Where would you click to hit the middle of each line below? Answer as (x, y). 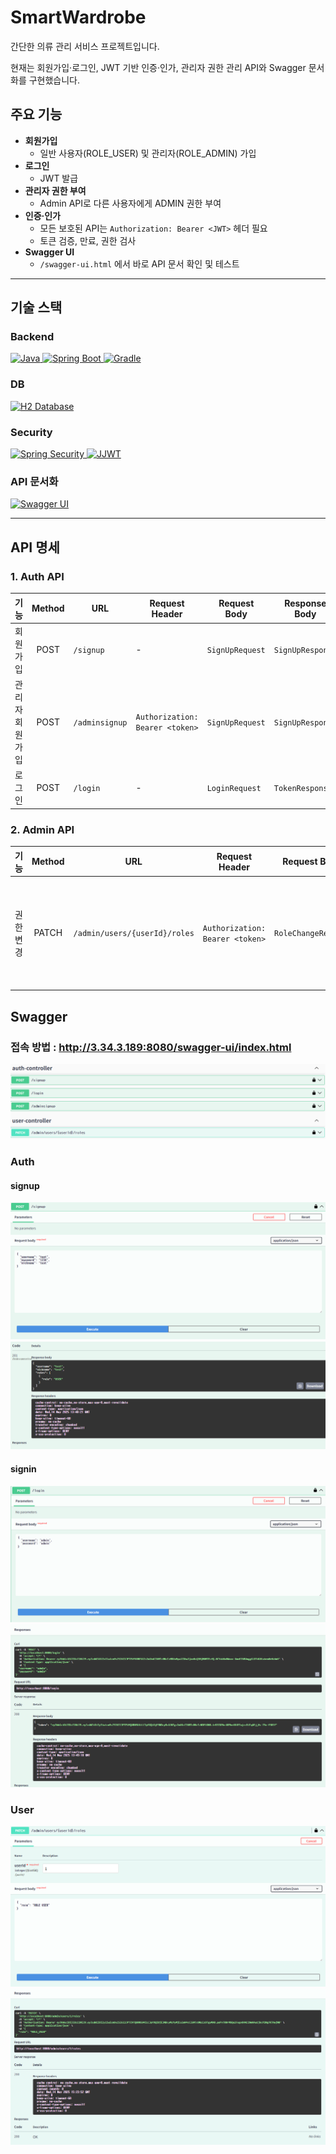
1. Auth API (37, 576)
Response (305, 603)
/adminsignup (100, 722)
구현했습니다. (54, 80)
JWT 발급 (59, 178)
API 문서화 (34, 481)
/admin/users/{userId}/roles (134, 934)
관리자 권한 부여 (55, 190)
